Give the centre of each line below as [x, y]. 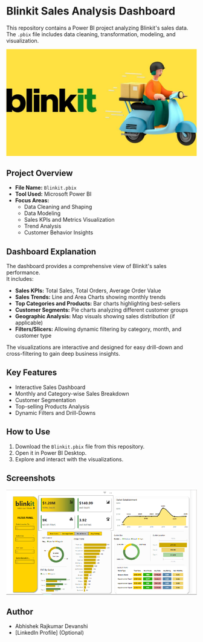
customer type [33, 336]
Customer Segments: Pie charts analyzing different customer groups [101, 310]
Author [20, 612]
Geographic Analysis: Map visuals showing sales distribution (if [95, 316]
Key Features [32, 373]
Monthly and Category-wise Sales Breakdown [72, 393]
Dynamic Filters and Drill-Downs [55, 412]
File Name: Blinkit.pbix [46, 188]
